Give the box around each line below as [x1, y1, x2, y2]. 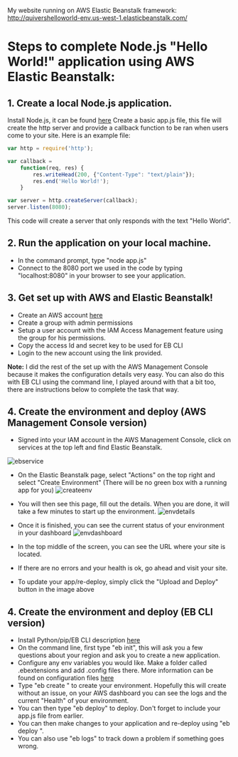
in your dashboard [17, 528, 72, 537]
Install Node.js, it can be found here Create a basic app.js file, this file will [7, 116, 222, 124]
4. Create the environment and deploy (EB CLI [7, 605, 213, 618]
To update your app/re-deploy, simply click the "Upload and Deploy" [17, 578, 219, 586]
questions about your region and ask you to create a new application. [17, 651, 221, 659]
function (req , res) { [20, 164, 84, 172]
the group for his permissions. [17, 333, 107, 342]
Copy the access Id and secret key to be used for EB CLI [17, 341, 183, 350]
